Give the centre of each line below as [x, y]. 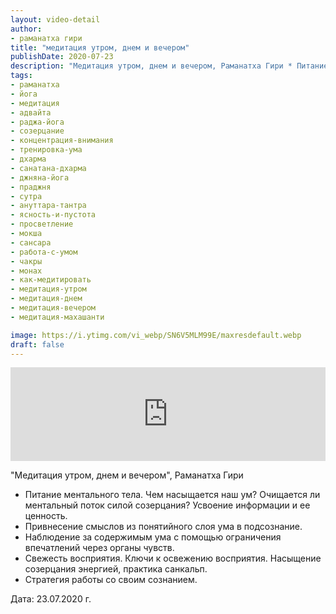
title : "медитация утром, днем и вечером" [100, 47]
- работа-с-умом [44, 252]
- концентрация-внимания [62, 141]
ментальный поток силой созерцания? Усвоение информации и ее [167, 505]
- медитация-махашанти [57, 317]
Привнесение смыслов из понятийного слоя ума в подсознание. [163, 527]
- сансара [31, 242]
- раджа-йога [37, 122]
